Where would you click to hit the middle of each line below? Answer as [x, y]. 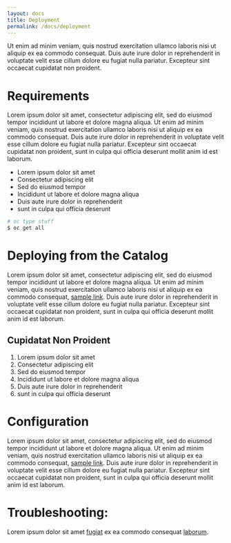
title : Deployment [33, 20]
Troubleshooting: [58, 512]
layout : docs [26, 13]
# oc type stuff [30, 221]
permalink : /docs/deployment [49, 26]
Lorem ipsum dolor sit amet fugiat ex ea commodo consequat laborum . [108, 531]
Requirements [48, 96]
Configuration [48, 422]
